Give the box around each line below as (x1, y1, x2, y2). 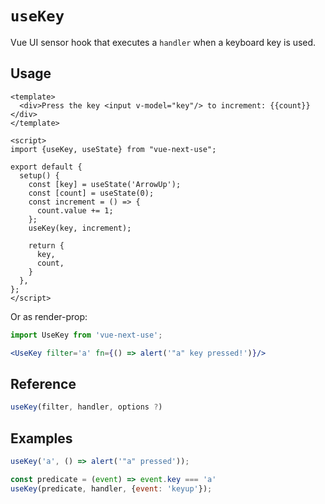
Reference (10, 375, 77, 392)
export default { (10, 162, 83, 172)
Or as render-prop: (10, 310, 88, 322)
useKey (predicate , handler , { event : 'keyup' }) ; (10, 483, 213, 494)
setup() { (19, 170, 60, 181)
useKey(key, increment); (28, 223, 132, 233)
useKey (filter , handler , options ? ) (10, 402, 163, 412)
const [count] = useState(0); (28, 188, 155, 198)
